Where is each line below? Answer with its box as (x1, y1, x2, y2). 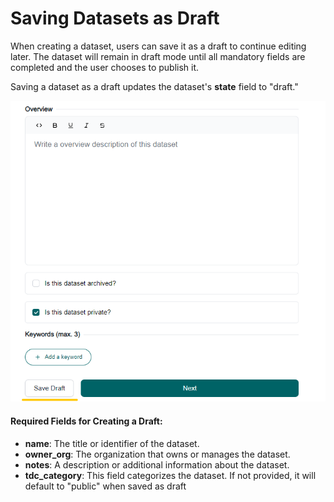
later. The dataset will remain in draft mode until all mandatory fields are (10, 50, 306, 62)
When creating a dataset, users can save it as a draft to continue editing (10, 40, 307, 52)
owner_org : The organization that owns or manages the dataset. (24, 448, 291, 460)
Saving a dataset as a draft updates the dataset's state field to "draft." (10, 80, 299, 92)
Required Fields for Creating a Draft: (10, 415, 163, 427)
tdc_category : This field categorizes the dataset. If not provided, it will (24, 469, 317, 481)
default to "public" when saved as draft (24, 480, 187, 492)
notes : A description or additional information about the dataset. (24, 458, 290, 471)
